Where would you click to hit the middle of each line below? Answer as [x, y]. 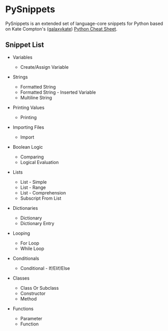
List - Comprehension [43, 192]
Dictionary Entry [37, 223]
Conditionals [26, 258]
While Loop [32, 249]
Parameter [31, 318]
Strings [20, 77]
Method [29, 298]
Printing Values [29, 107]
